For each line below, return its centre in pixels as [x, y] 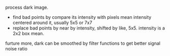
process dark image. [27, 7]
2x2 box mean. [28, 33]
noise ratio [17, 49]
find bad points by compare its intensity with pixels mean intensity [82, 17]
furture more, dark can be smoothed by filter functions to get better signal [83, 43]
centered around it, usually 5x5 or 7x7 [52, 23]
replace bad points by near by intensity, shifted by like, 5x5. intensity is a [89, 28]
